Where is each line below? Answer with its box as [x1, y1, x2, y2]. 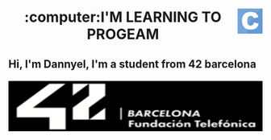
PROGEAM [86, 25, 160, 43]
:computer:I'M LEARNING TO [23, 8, 222, 27]
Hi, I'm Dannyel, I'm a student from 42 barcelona [8, 57, 256, 71]
